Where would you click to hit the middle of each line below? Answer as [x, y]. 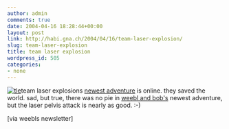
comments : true [29, 20]
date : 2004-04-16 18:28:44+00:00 [55, 26]
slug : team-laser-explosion [47, 45]
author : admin [28, 13]
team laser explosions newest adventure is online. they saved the [113, 91]
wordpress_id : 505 [33, 58]
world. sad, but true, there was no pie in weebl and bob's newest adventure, [115, 97]
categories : [24, 64]
